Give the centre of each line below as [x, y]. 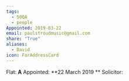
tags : [13, 11]
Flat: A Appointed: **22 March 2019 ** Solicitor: [64, 72]
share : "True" [23, 39]
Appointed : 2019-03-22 [34, 28]
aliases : [17, 45]
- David [21, 50]
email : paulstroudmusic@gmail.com [48, 33]
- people [22, 22]
